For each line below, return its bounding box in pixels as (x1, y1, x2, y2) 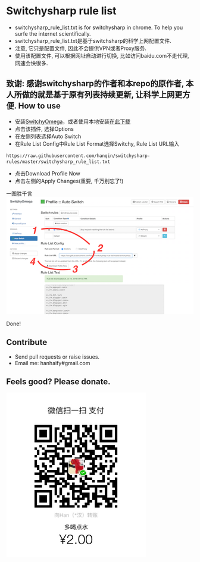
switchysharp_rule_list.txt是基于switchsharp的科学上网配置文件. (14, 37, 171, 44)
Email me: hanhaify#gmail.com (14, 359, 90, 366)
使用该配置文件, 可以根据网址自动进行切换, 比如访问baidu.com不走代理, (14, 52, 189, 59)
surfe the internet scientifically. (14, 30, 91, 37)
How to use (18, 101, 61, 111)
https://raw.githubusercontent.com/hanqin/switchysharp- (6, 153, 151, 159)
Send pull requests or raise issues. (14, 353, 100, 360)
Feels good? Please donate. (6, 376, 111, 387)
